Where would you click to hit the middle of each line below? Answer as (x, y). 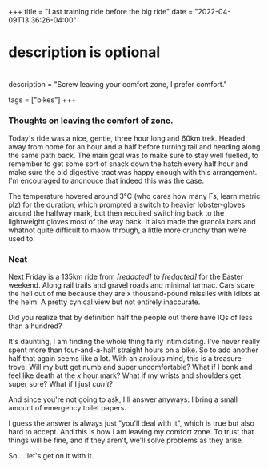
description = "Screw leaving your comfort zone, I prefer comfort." (118, 85)
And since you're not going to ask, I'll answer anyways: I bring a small (123, 399)
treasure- (230, 358)
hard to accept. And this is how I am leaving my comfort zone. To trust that (131, 431)
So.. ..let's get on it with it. (51, 455)
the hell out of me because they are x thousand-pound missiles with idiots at (134, 293)
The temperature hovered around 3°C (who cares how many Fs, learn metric (134, 196)
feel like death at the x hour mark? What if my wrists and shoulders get (125, 375)
